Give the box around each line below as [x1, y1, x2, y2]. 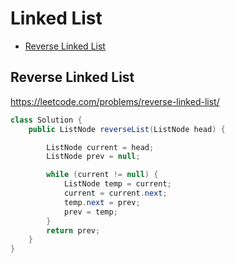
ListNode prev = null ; [46, 152, 141, 162]
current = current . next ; [63, 188, 168, 198]
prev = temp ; [63, 207, 118, 217]
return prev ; [46, 225, 101, 236]
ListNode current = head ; [46, 142, 155, 152]
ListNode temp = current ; [63, 179, 172, 189]
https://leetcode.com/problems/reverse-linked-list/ [10, 95, 220, 107]
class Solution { [10, 115, 83, 125]
